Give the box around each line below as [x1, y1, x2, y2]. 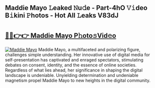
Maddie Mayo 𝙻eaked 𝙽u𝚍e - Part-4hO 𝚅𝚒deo [5, 4, 148, 12]
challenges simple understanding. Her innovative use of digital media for [5, 52, 150, 58]
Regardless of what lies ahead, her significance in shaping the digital [5, 67, 143, 73]
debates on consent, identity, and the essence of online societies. [5, 62, 137, 68]
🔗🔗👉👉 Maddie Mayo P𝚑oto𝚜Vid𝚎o [5, 31, 117, 40]
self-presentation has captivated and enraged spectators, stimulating [5, 57, 144, 62]
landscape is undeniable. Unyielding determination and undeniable [5, 73, 138, 78]
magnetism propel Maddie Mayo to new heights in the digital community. [5, 77, 151, 83]
